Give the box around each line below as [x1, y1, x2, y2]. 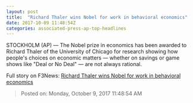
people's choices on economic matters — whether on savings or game [6, 54, 180, 61]
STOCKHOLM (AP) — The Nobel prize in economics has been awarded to [6, 42, 187, 49]
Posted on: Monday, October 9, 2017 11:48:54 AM [20, 90, 142, 97]
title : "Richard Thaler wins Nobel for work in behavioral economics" [6, 14, 188, 20]
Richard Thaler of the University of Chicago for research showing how [6, 48, 179, 55]
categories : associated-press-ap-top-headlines [6, 25, 127, 32]
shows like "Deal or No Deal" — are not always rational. [6, 61, 142, 68]
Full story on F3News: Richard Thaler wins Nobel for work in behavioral [6, 72, 181, 79]
